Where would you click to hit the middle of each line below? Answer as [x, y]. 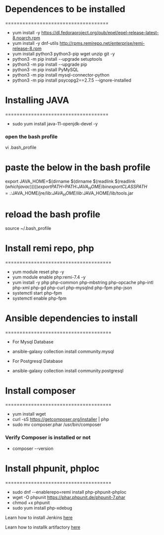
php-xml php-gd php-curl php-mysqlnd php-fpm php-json [72, 288]
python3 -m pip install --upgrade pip [50, 64]
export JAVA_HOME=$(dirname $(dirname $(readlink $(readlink [70, 181]
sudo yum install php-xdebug [42, 508]
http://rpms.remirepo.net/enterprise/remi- [102, 43]
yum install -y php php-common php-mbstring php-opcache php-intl [83, 282]
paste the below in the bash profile [78, 167]
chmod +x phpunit [31, 502]
